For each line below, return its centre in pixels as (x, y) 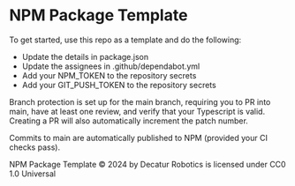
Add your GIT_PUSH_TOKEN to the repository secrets (119, 85)
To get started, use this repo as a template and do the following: (125, 40)
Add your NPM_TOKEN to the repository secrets (109, 75)
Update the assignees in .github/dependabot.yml (111, 66)
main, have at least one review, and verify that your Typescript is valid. (137, 111)
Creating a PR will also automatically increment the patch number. (129, 121)
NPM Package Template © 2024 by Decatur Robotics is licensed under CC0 (147, 164)
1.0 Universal (32, 174)
